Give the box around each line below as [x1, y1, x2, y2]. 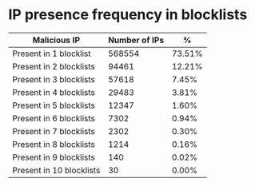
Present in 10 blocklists [12, 164, 101, 176]
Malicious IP [32, 34, 81, 46]
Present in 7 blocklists [12, 125, 96, 137]
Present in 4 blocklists [12, 86, 96, 97]
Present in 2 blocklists [12, 61, 96, 72]
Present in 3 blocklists [12, 73, 96, 85]
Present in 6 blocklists [12, 113, 96, 124]
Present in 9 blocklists [12, 152, 96, 163]
